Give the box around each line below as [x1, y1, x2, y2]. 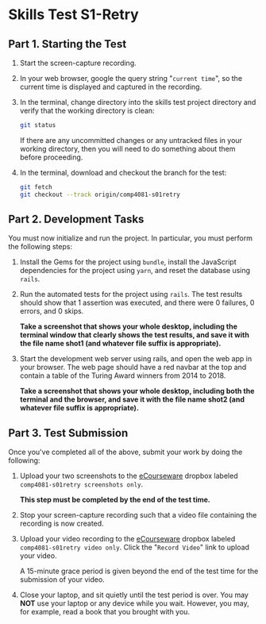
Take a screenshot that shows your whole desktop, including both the [19, 387, 255, 396]
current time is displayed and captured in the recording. [19, 82, 202, 91]
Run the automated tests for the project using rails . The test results [19, 290, 243, 299]
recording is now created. [19, 518, 105, 529]
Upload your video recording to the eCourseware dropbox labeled [19, 534, 236, 544]
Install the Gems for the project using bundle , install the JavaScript [19, 257, 237, 267]
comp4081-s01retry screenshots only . [19, 480, 144, 489]
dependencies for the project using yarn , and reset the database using [19, 266, 251, 275]
